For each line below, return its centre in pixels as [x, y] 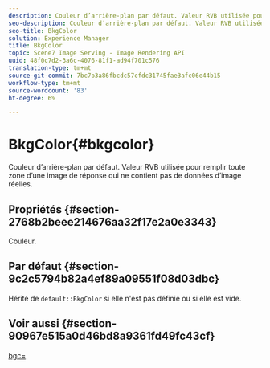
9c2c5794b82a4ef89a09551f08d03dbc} [114, 279]
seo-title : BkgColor [43, 31]
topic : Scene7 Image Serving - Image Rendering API [96, 53]
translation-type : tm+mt [50, 68]
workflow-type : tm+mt [45, 83]
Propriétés [35, 209]
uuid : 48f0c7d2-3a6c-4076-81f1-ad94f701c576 [84, 61]
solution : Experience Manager [59, 38]
